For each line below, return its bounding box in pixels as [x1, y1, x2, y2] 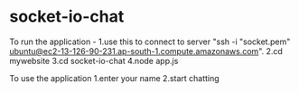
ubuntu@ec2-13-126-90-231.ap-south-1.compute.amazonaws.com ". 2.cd [9, 45, 283, 56]
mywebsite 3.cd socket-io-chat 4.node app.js [9, 55, 179, 66]
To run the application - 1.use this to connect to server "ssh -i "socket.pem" [9, 36, 291, 47]
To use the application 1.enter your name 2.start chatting [9, 72, 220, 83]
